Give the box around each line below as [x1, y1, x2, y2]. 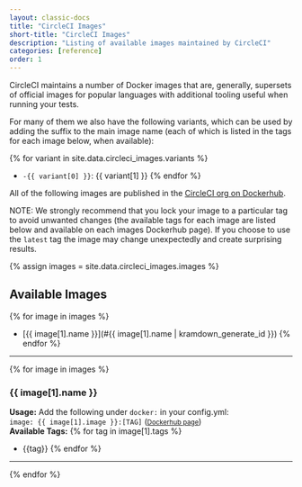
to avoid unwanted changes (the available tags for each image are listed [9, 215, 276, 225]
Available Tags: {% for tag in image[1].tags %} [9, 426, 182, 437]
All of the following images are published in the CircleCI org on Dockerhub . [9, 188, 286, 198]
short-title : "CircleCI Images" [9, 30, 130, 39]
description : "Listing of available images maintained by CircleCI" [9, 38, 271, 48]
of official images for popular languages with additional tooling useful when [9, 89, 289, 100]
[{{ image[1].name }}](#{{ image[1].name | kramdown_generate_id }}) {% [22, 328, 290, 338]
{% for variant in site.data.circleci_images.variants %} [9, 153, 209, 163]
